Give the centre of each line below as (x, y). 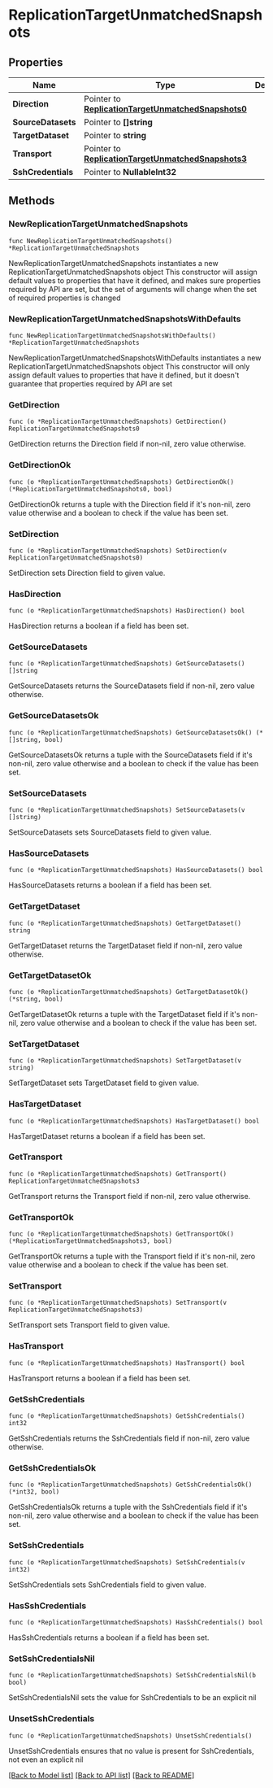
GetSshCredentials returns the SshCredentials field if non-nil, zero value (129, 1438)
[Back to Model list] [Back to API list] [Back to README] (102, 1775)
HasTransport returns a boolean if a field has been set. (100, 1378)
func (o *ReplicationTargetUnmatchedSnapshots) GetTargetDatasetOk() (129, 992)
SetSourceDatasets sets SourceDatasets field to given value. (110, 832)
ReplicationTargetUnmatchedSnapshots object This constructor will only (129, 366)
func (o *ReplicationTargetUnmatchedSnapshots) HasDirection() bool (127, 611)
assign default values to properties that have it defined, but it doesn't (124, 375)
